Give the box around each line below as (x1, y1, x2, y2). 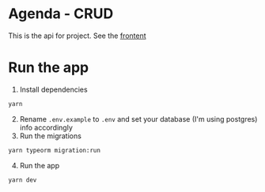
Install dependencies (19, 85, 89, 94)
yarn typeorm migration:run (8, 146, 101, 154)
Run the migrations (19, 131, 81, 141)
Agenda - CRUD (8, 5, 114, 23)
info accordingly (19, 122, 73, 132)
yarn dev (8, 175, 37, 184)
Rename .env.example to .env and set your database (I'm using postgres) (19, 114, 258, 123)
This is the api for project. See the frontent (8, 31, 146, 40)
